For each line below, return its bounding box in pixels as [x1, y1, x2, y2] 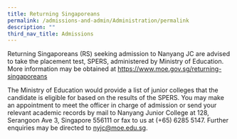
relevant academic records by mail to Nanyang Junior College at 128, [7, 109, 210, 117]
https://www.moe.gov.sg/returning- [117, 65, 222, 73]
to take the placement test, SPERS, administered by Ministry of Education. [7, 57, 224, 66]
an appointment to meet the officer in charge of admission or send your [7, 101, 217, 110]
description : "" [7, 23, 56, 30]
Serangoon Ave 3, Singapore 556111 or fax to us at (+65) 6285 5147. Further [7, 116, 229, 125]
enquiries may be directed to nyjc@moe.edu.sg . [7, 123, 148, 132]
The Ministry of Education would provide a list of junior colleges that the [7, 86, 218, 94]
